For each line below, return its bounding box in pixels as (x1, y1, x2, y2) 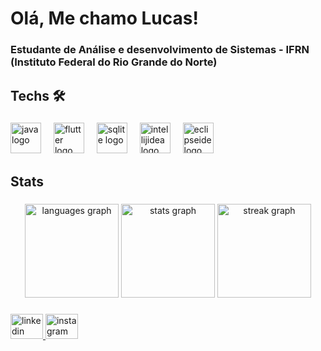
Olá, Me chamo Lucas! (10, 7, 199, 30)
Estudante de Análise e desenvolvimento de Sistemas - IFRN (10, 43, 310, 57)
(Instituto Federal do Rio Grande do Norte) (10, 55, 218, 69)
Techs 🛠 (10, 87, 66, 104)
